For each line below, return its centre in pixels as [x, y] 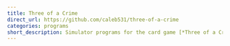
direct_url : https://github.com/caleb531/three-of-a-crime [93, 20]
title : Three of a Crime [42, 13]
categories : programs [38, 26]
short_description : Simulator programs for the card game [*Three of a [111, 32]
